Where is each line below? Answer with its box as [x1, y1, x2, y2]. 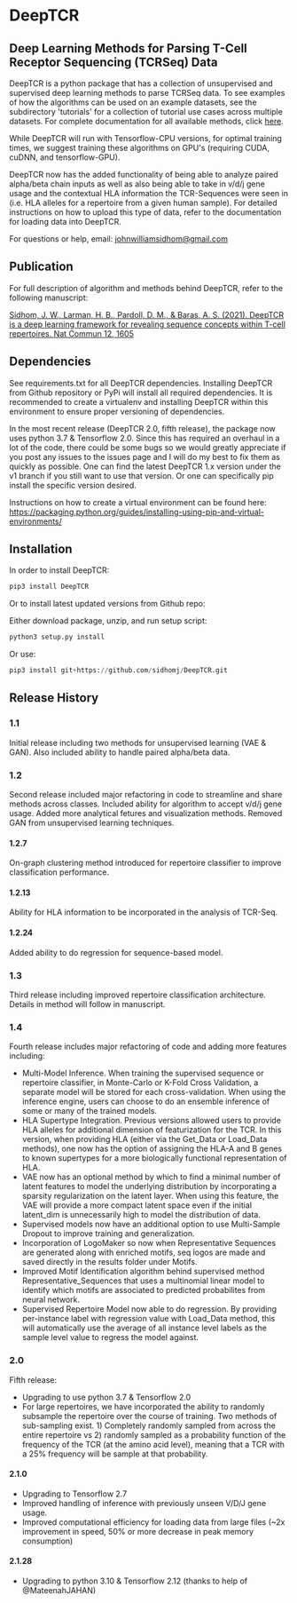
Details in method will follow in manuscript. [9, 998, 166, 1009]
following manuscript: [9, 292, 89, 303]
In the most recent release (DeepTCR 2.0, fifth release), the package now [9, 423, 277, 433]
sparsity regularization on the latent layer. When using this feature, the [21, 1191, 279, 1202]
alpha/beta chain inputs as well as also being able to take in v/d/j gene [9, 179, 266, 189]
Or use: [9, 649, 36, 660]
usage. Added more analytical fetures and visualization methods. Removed [9, 808, 283, 819]
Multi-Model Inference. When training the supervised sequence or [21, 1067, 264, 1079]
